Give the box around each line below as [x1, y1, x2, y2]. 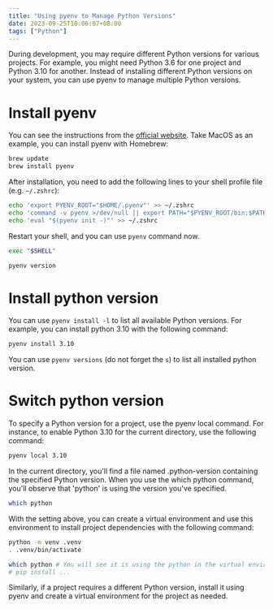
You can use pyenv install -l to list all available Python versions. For [8, 316, 242, 326]
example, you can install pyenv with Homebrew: [8, 139, 169, 149]
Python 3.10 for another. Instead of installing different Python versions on [8, 67, 253, 76]
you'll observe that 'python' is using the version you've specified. [8, 484, 227, 494]
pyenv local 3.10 [8, 451, 67, 460]
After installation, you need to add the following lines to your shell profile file [8, 177, 263, 187]
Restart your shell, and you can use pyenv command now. [8, 231, 200, 240]
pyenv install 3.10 [8, 340, 75, 348]
